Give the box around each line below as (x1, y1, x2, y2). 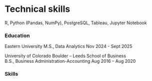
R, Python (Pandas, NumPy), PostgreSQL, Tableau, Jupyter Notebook (4, 20, 148, 26)
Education (4, 32, 30, 39)
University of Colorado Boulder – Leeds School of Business (4, 53, 127, 59)
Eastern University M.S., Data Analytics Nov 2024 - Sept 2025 (4, 43, 133, 49)
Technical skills (4, 3, 70, 15)
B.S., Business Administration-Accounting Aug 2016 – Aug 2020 (4, 58, 136, 64)
